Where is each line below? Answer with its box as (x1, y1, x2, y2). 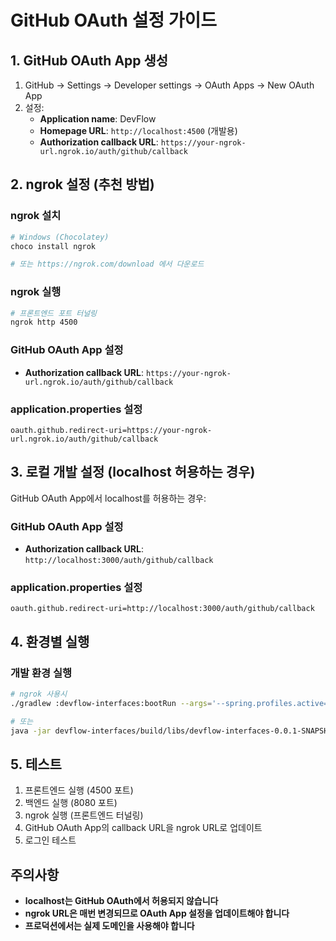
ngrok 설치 (10, 209, 62, 223)
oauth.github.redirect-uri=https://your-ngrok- (10, 425, 213, 435)
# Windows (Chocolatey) (10, 232, 110, 242)
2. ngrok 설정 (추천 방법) (10, 176, 155, 193)
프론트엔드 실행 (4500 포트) (24, 784, 134, 796)
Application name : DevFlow (39, 113, 157, 125)
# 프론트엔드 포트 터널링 (10, 308, 98, 318)
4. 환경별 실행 (10, 633, 90, 650)
